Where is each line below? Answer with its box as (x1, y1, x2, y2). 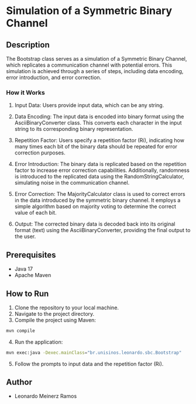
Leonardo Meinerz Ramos (14, 393, 77, 400)
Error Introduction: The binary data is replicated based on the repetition (14, 161, 187, 168)
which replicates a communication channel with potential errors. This (6, 61, 173, 68)
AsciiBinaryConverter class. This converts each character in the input (14, 119, 183, 126)
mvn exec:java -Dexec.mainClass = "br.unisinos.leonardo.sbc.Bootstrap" (6, 350, 182, 355)
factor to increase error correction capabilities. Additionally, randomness (14, 167, 190, 174)
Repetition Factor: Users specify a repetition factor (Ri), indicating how (14, 137, 184, 144)
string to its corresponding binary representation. (14, 126, 133, 133)
